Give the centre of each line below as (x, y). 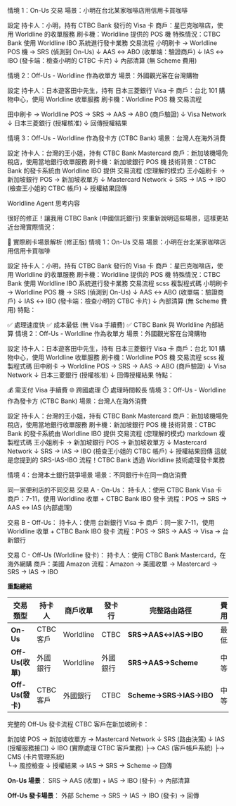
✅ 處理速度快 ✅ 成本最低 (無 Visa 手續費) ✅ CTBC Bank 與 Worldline (106, 325)
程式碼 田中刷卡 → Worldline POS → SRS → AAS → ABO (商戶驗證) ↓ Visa (120, 366)
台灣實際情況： (35, 227)
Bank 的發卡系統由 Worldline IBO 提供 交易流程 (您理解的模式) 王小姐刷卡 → (116, 170)
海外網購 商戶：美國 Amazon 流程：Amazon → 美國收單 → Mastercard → (112, 564)
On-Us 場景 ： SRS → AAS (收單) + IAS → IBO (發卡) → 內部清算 (99, 780)
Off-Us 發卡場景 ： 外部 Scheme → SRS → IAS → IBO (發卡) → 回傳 (103, 795)
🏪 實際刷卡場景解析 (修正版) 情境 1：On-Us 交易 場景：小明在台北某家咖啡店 (117, 242)
